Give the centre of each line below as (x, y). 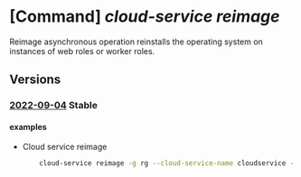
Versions (35, 80)
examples (28, 126)
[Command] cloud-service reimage (145, 17)
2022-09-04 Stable (53, 106)
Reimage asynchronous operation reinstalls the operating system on (136, 42)
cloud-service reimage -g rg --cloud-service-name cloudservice (163, 163)
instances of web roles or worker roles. (82, 51)
